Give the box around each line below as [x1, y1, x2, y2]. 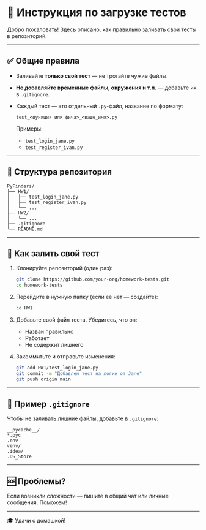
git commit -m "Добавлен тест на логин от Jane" [15, 370, 142, 376]
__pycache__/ [7, 427, 40, 433]
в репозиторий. [7, 32, 48, 39]
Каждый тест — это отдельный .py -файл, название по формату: [15, 102, 183, 110]
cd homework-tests [15, 282, 63, 289]
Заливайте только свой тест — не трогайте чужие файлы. [15, 72, 168, 79]
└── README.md [7, 226, 43, 232]
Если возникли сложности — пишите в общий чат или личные [7, 493, 169, 500]
